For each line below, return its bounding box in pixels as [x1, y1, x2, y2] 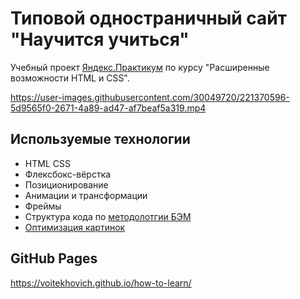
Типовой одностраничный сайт [10, 7, 288, 30]
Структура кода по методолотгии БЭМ [24, 210, 192, 222]
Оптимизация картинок [24, 221, 126, 233]
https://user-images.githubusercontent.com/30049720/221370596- [10, 91, 290, 103]
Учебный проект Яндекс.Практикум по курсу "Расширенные [10, 61, 270, 73]
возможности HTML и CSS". [10, 72, 130, 84]
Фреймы [24, 200, 62, 212]
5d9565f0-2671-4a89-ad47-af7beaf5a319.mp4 [10, 102, 207, 114]
